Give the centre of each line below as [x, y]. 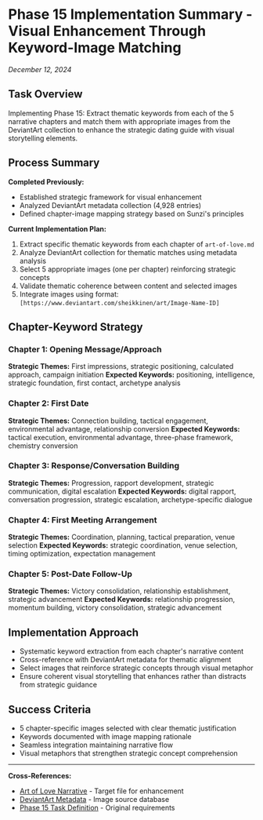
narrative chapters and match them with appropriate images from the [119, 121]
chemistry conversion [43, 446]
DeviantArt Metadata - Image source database [94, 800]
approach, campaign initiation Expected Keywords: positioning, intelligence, [131, 375]
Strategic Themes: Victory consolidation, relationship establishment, [119, 591]
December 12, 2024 [40, 69]
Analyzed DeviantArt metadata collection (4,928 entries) [110, 205]
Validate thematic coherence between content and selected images [128, 286]
